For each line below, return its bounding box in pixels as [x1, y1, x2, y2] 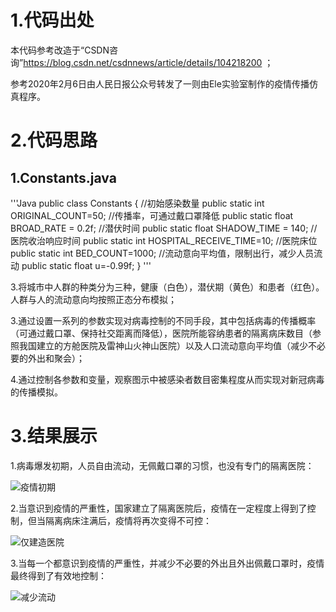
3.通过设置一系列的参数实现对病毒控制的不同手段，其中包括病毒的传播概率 [10, 314, 317, 326]
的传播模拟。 [10, 386, 63, 398]
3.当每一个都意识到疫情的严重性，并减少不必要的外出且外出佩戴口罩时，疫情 [10, 557, 325, 569]
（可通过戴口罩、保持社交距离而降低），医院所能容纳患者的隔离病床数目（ [10, 327, 313, 339]
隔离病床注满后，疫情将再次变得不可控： [44, 514, 212, 526]
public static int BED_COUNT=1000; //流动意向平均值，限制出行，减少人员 [10, 247, 315, 259]
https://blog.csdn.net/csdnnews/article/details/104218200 [23, 56, 263, 68]
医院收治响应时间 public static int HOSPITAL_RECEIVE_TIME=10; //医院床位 [10, 234, 318, 246]
